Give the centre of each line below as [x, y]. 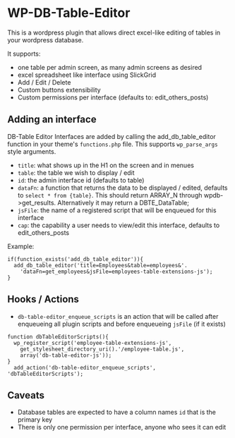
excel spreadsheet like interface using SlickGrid [87, 75]
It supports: [24, 54]
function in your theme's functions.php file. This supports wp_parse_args [113, 144]
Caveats [26, 395]
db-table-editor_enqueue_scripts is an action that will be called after [118, 316]
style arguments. [32, 151]
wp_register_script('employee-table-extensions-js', [93, 343]
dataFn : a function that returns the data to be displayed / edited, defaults [122, 188]
